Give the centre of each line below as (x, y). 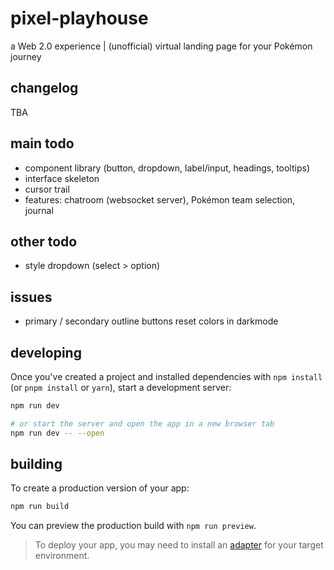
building (36, 464)
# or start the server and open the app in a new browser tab (142, 423)
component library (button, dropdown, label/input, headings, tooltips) (167, 168)
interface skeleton (62, 178)
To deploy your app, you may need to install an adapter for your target (179, 545)
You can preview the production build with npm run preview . (133, 526)
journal (39, 210)
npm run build (40, 507)
